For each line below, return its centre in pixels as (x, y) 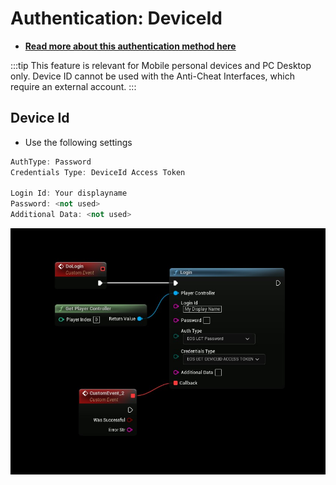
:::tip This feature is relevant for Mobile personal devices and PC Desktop (161, 65)
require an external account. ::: (73, 86)
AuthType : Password (51, 162)
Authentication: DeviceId (116, 18)
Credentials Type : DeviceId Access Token (98, 172)
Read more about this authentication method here (130, 46)
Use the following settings (78, 142)
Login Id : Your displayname (69, 193)
